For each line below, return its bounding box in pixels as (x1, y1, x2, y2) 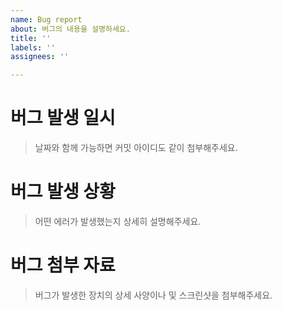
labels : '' (10, 42, 56, 53)
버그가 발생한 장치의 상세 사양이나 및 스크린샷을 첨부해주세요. (34, 289, 273, 301)
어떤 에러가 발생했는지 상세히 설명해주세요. (34, 216, 202, 227)
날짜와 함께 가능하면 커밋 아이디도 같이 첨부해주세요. (34, 142, 238, 154)
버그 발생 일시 (10, 107, 116, 130)
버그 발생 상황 (10, 181, 116, 203)
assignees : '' (10, 52, 70, 62)
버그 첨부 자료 (10, 254, 116, 277)
